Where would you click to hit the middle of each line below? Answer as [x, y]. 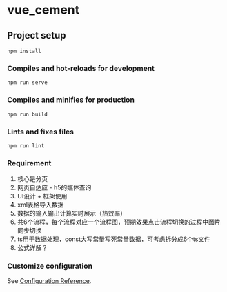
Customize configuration [50, 266]
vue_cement [43, 10]
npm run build [28, 114]
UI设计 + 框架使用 [42, 196]
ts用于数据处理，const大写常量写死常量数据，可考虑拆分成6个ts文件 [113, 239]
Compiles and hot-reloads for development [81, 68]
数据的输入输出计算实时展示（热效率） [71, 213]
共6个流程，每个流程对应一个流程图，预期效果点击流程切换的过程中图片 [119, 222]
